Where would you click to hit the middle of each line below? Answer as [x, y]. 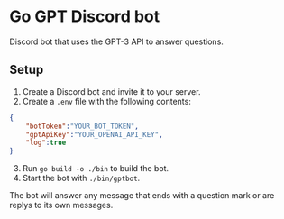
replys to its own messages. [61, 205]
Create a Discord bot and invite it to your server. [111, 91]
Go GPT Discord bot [85, 17]
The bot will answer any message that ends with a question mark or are [142, 196]
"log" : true [46, 143]
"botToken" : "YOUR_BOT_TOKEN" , [82, 126]
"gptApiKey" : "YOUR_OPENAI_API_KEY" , [95, 134]
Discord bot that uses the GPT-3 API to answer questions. [116, 41]
